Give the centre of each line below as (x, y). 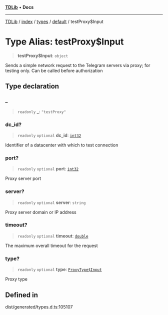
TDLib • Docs (19, 7)
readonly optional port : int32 (48, 169)
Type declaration (32, 86)
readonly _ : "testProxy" (42, 111)
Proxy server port (23, 178)
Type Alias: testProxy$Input (64, 42)
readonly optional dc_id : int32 (49, 135)
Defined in (22, 295)
